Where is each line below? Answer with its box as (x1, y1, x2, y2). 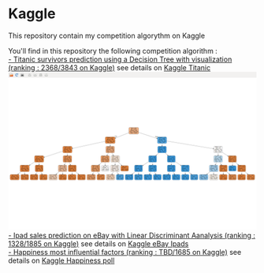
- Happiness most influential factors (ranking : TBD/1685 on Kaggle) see (8, 247, 242, 256)
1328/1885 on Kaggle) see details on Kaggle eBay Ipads (8, 238, 189, 249)
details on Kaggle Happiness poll (8, 256, 115, 265)
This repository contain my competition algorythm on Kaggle (8, 31, 206, 40)
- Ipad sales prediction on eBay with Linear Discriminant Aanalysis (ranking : (8, 230, 256, 240)
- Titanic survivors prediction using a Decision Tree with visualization (8, 54, 232, 64)
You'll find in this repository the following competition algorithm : (8, 46, 218, 55)
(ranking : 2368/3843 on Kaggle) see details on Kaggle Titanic (8, 62, 211, 72)
